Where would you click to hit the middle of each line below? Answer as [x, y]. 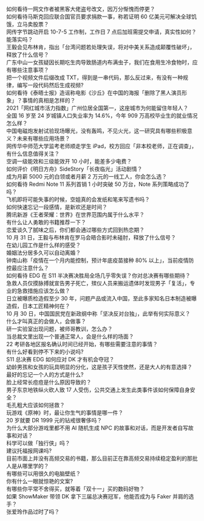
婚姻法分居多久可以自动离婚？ [43, 253]
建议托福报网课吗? [29, 451]
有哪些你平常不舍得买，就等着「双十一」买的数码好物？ [75, 489]
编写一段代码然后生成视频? [50, 85]
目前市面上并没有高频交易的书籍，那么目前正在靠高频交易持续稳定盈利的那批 [102, 458]
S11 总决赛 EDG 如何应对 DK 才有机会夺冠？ [60, 359]
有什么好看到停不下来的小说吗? [45, 352]
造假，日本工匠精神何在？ [38, 306]
